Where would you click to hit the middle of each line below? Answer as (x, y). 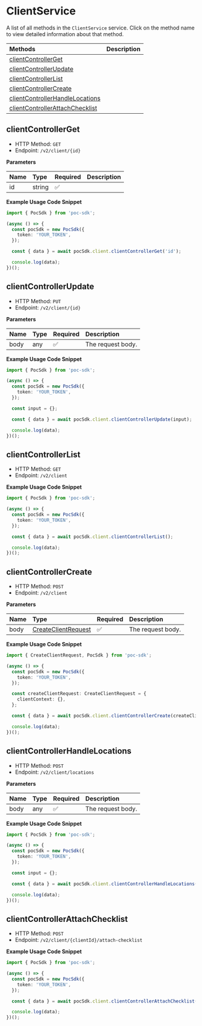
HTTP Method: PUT (38, 301)
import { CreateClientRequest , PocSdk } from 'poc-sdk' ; (79, 655)
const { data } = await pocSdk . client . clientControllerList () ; (92, 537)
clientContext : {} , (41, 699)
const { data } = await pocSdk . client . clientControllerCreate (91, 716)
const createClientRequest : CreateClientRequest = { (79, 694)
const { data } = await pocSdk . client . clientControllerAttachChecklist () (106, 1001)
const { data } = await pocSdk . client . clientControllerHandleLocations (103, 884)
